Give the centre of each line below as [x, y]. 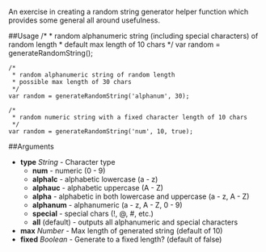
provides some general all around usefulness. [84, 20]
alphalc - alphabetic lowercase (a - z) [95, 179]
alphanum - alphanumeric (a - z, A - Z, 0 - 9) [108, 205]
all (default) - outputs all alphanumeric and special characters [135, 222]
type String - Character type [68, 162]
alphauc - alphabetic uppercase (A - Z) [98, 188]
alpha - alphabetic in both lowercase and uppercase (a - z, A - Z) [141, 196]
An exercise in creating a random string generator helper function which [129, 12]
